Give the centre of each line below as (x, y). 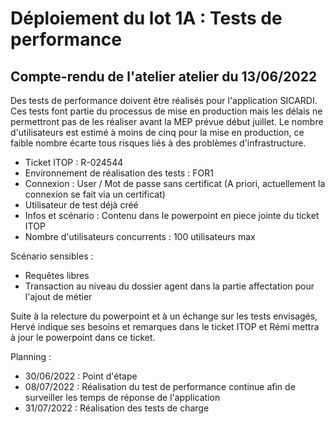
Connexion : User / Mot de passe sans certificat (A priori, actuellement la (175, 183)
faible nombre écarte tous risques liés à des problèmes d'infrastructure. (158, 143)
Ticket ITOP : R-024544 (74, 162)
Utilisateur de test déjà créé (81, 205)
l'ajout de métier (58, 296)
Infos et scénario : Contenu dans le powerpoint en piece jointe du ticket (172, 215)
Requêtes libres (57, 275)
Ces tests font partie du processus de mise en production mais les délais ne (166, 111)
